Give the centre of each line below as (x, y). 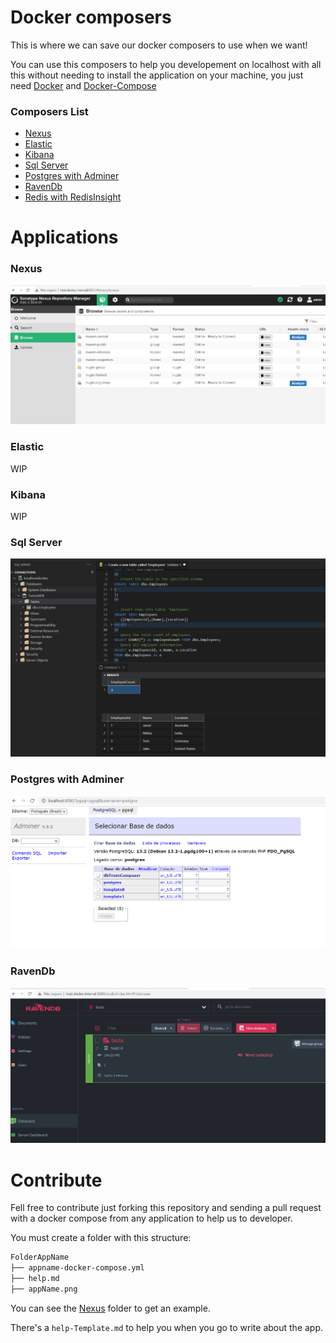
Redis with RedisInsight (73, 197)
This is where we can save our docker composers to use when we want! (159, 45)
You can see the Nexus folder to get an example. (110, 1308)
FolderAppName (40, 1257)
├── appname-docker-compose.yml (77, 1268)
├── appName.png (44, 1289)
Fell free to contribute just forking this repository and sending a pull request (166, 1208)
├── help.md (35, 1279)
